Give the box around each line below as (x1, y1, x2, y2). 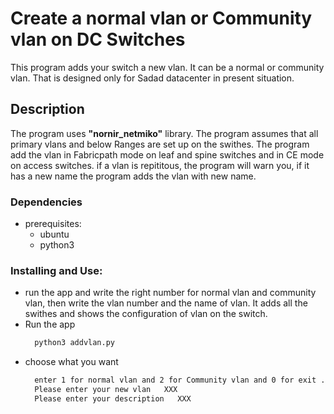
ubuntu (39, 228, 70, 241)
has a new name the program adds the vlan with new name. (10, 170, 257, 182)
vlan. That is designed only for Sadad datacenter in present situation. (10, 72, 295, 84)
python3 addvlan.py (34, 338, 115, 348)
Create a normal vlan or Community (10, 7, 313, 30)
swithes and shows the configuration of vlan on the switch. (24, 308, 268, 320)
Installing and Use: (10, 263, 103, 277)
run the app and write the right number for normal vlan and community (24, 287, 317, 299)
